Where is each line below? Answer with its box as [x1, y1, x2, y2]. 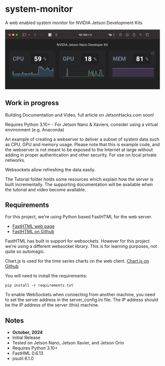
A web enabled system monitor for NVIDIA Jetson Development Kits [5, 20, 142, 26]
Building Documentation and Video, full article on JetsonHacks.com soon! [5, 112, 155, 118]
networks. [5, 157, 26, 163]
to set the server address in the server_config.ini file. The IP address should [5, 297, 158, 303]
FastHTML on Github [12, 229, 55, 235]
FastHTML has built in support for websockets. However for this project [5, 238, 150, 244]
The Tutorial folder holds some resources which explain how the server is [5, 176, 154, 182]
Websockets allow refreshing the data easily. [5, 166, 96, 173]
